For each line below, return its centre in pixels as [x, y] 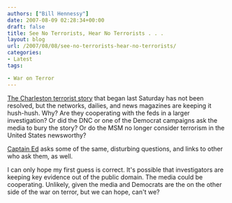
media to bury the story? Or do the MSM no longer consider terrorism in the [116, 128]
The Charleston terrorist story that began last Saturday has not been [106, 98]
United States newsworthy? [47, 135]
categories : [24, 53]
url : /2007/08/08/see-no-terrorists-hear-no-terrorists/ [92, 46]
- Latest [20, 59]
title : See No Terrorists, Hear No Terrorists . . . [86, 33]
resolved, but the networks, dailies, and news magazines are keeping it [109, 105]
